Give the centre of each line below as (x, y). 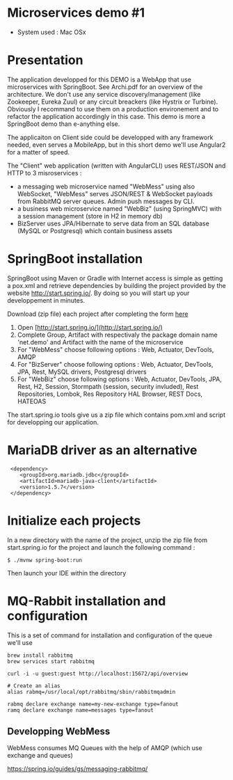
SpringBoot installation (75, 259)
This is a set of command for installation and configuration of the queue (110, 635)
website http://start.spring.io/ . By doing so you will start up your (98, 293)
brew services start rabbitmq (51, 661)
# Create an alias (34, 686)
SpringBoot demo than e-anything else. (64, 124)
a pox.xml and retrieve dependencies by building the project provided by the (116, 285)
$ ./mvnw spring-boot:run (45, 560)
